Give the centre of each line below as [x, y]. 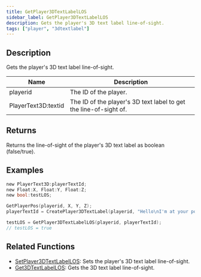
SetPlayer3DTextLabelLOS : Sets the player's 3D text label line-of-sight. [102, 261]
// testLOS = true [29, 228]
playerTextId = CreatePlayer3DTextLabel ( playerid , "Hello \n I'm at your [97, 212]
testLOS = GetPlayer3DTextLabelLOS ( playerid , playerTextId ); [84, 222]
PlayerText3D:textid [37, 106]
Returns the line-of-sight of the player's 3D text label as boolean [86, 145]
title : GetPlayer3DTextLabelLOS [46, 12]
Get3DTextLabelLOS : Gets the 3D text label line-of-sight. [85, 267]
